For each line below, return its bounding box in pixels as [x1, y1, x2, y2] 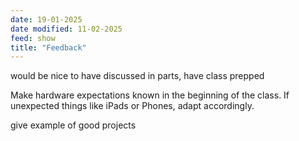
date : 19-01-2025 [10, 14, 83, 25]
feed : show [10, 33, 56, 43]
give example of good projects [10, 119, 137, 131]
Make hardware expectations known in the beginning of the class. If [10, 89, 290, 101]
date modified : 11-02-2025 [10, 24, 123, 34]
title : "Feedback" [10, 42, 87, 53]
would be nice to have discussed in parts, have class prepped [10, 70, 265, 82]
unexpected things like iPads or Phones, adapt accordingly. [10, 100, 255, 112]
